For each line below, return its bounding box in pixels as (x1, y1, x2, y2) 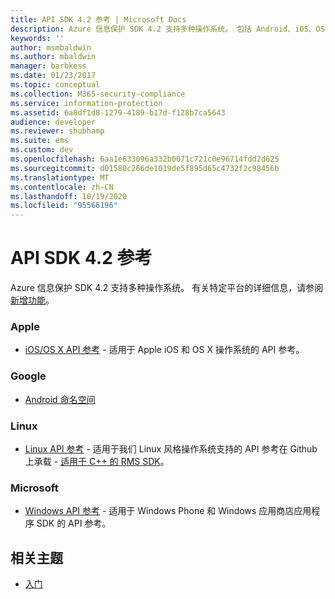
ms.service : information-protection (10, 98, 163, 108)
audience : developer (10, 117, 97, 127)
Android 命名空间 (24, 393, 96, 405)
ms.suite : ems (10, 136, 70, 146)
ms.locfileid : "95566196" (10, 201, 118, 211)
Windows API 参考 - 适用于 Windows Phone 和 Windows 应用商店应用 (24, 505, 312, 517)
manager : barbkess (10, 61, 87, 71)
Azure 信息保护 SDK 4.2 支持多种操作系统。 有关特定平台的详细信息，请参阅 (10, 282, 324, 294)
